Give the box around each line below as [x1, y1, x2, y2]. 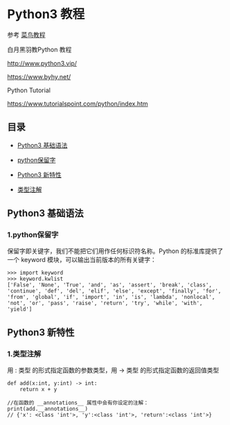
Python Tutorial [7, 86, 51, 94]
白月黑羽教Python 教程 [7, 45, 72, 53]
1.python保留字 [7, 230, 59, 240]
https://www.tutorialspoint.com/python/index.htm [7, 99, 148, 107]
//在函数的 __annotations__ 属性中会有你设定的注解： [7, 399, 149, 406]
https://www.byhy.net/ [7, 72, 71, 80]
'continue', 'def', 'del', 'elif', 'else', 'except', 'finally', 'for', [7, 288, 222, 295]
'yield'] [7, 306, 33, 313]
